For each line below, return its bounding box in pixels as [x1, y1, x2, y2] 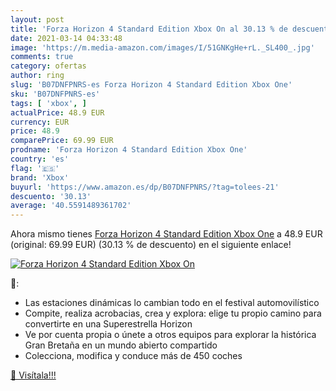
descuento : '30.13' [10, 191, 92, 201]
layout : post [10, 14, 65, 25]
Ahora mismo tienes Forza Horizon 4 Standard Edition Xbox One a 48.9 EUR [10, 228, 323, 240]
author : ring [10, 71, 65, 81]
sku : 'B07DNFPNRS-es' [10, 89, 101, 99]
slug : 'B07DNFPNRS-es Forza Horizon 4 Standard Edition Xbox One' [10, 80, 293, 90]
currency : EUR [10, 117, 70, 127]
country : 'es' [10, 154, 70, 164]
